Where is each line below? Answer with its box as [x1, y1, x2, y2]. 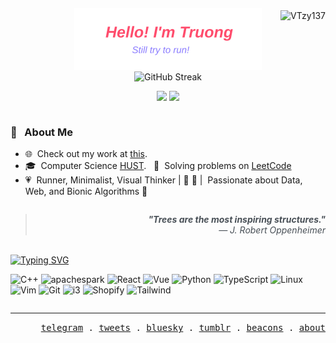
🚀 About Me [10, 125, 73, 139]
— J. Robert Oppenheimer [218, 224, 326, 236]
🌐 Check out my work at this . [24, 148, 148, 160]
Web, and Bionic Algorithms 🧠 [24, 185, 148, 198]
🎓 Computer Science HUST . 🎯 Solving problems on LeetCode [24, 160, 292, 172]
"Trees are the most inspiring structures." [148, 214, 326, 226]
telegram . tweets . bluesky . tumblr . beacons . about [40, 322, 326, 334]
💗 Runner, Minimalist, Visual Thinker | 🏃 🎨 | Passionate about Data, [24, 174, 303, 186]
